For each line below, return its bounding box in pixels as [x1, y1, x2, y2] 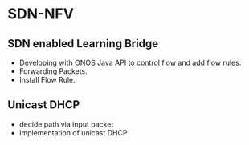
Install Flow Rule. [18, 75, 76, 84]
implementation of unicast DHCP [18, 127, 128, 137]
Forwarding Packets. [18, 66, 88, 76]
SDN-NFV [7, 5, 74, 23]
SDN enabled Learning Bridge [7, 37, 159, 50]
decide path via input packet [18, 119, 114, 129]
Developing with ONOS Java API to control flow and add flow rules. [18, 58, 242, 67]
